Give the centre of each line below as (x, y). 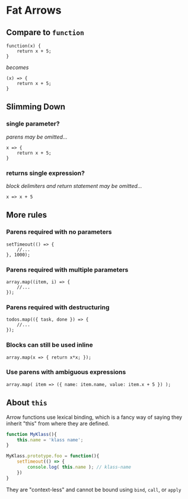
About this (27, 403)
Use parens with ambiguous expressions (66, 372)
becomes (17, 67)
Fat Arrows (34, 10)
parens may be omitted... (37, 137)
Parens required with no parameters (59, 232)
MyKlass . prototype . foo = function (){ (53, 456)
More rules (27, 215)
